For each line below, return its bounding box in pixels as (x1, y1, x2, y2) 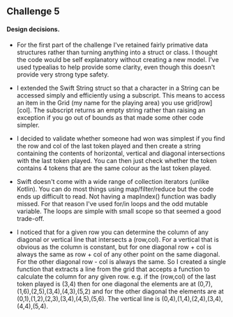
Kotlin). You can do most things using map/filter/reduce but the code (16, 185, 214, 193)
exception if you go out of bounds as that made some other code (16, 113, 204, 121)
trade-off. (16, 214, 45, 222)
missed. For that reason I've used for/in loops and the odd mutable (16, 199, 209, 208)
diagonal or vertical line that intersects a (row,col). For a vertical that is (16, 235, 219, 243)
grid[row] (185, 98, 213, 107)
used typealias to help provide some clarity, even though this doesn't (16, 63, 216, 71)
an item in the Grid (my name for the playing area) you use (16, 98, 184, 107)
